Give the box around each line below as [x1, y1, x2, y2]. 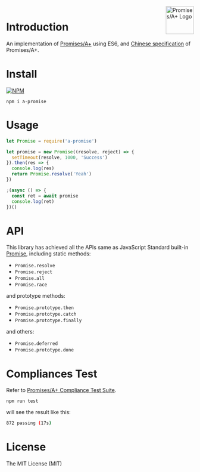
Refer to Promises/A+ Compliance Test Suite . [6, 387, 117, 394]
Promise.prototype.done [14, 347, 74, 353]
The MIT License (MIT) [6, 460, 62, 467]
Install [6, 67, 37, 81]
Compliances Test [6, 367, 98, 381]
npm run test [6, 398, 39, 405]
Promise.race [14, 282, 48, 288]
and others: [6, 328, 35, 335]
